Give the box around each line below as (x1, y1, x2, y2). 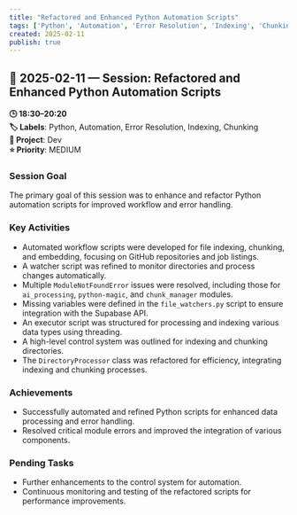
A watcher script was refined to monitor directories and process (21, 261, 255, 271)
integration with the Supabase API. (21, 308, 148, 318)
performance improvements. (21, 495, 126, 506)
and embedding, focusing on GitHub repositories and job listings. (21, 251, 259, 261)
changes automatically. (21, 269, 107, 280)
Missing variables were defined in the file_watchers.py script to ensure (21, 298, 284, 308)
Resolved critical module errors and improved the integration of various (21, 425, 282, 435)
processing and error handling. (21, 416, 135, 426)
